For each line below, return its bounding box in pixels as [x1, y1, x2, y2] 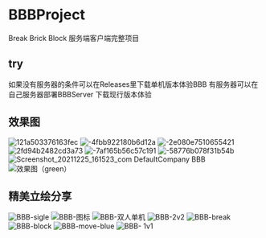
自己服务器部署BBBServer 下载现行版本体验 [8, 89, 153, 99]
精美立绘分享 [8, 189, 72, 203]
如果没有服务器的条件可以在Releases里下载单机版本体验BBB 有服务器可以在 [8, 79, 259, 89]
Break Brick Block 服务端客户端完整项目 [8, 33, 140, 43]
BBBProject [8, 6, 86, 24]
